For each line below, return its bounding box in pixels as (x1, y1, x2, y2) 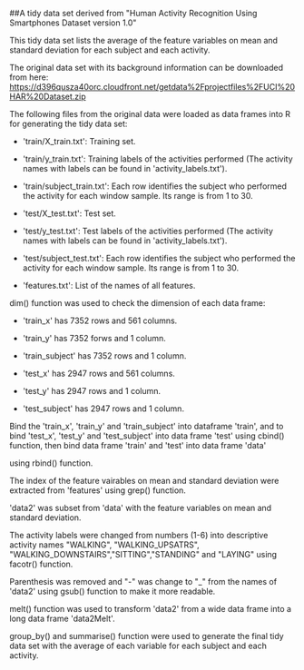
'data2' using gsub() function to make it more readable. (9, 586, 216, 596)
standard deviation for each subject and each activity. (9, 44, 211, 55)
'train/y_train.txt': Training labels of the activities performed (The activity (22, 153, 293, 164)
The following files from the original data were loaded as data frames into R (9, 109, 290, 119)
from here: (9, 72, 49, 83)
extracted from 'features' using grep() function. (9, 485, 186, 496)
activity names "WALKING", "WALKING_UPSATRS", (9, 539, 200, 550)
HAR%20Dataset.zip (9, 91, 86, 102)
